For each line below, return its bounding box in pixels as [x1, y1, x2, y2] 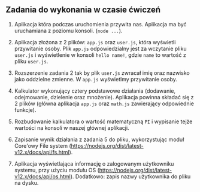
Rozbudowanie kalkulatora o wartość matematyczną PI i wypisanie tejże [14, 118, 193, 125]
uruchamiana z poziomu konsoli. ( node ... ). [14, 27, 123, 34]
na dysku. [14, 179, 39, 186]
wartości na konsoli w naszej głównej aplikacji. [14, 124, 129, 131]
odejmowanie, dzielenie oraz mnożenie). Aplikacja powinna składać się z [14, 93, 194, 100]
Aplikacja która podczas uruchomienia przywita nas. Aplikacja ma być [14, 20, 187, 28]
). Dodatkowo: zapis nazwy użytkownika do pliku [70, 173, 191, 180]
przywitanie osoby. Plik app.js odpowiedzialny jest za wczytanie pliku [14, 45, 187, 52]
